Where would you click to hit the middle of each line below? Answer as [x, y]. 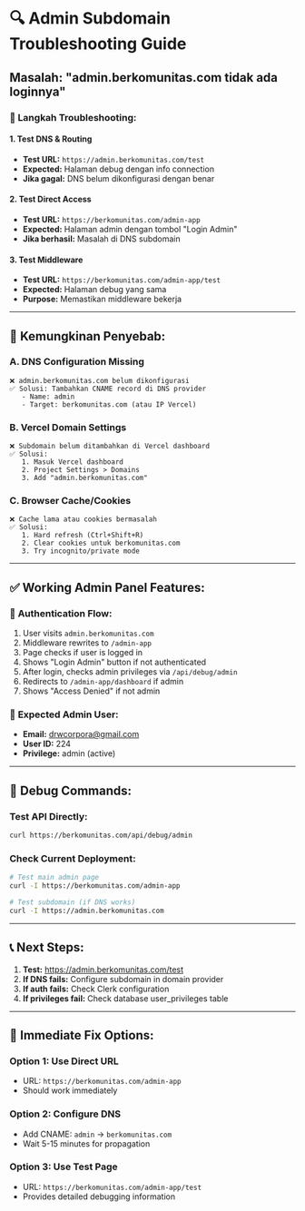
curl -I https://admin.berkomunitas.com [87, 911]
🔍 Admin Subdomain [90, 19]
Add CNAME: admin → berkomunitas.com [97, 1134]
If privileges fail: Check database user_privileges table [125, 998]
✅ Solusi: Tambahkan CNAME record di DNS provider [108, 389]
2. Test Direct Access [51, 199]
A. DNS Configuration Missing [77, 362]
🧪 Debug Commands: [71, 790]
